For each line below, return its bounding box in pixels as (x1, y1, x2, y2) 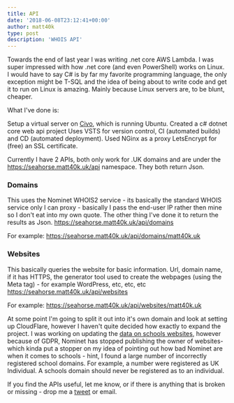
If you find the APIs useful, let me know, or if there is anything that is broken (7, 380, 226, 388)
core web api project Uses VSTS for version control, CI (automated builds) (7, 127, 221, 135)
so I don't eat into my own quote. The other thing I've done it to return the (7, 211, 219, 219)
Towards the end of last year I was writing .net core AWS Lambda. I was (7, 55, 214, 64)
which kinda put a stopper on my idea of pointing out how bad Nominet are (7, 344, 224, 353)
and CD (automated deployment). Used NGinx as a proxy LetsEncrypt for (7, 134, 217, 143)
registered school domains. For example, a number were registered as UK (7, 359, 219, 367)
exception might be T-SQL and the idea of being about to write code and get (7, 78, 227, 86)
